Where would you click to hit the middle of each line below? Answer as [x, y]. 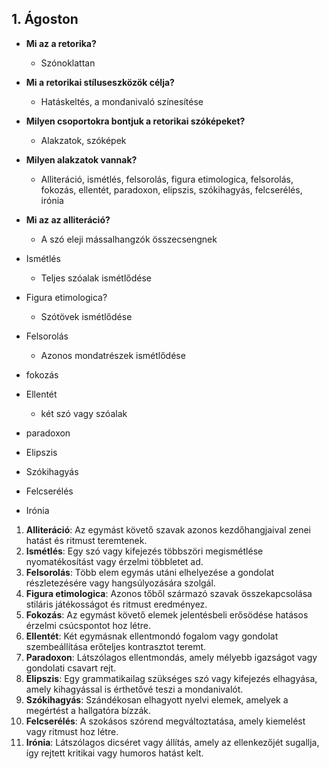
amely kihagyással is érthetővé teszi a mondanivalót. [134, 689]
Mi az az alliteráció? [68, 219]
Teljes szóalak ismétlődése [96, 278]
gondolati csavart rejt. [71, 668]
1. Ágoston [45, 19]
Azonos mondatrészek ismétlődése [113, 355]
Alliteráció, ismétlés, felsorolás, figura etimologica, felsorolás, [167, 179]
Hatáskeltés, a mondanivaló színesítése [122, 101]
